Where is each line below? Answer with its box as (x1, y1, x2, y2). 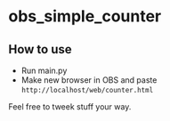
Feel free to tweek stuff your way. (8, 101, 132, 112)
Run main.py (20, 65, 68, 76)
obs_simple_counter (8, 6, 162, 27)
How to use (8, 42, 72, 57)
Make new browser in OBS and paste (20, 75, 158, 85)
